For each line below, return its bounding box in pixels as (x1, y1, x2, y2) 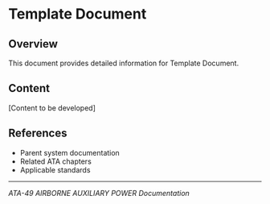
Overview (8, 37, 59, 51)
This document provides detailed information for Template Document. (8, 58, 239, 68)
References (8, 127, 67, 140)
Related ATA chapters (19, 156, 92, 166)
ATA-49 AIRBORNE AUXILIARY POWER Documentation (8, 188, 190, 198)
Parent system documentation (19, 148, 121, 157)
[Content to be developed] (8, 102, 96, 113)
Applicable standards (19, 164, 91, 174)
